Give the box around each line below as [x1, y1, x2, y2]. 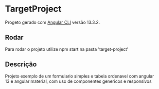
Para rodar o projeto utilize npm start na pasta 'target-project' [5, 46, 129, 52]
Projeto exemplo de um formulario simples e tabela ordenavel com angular [5, 73, 154, 79]
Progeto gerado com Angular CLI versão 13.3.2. [5, 19, 100, 25]
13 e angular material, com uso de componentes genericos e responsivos [5, 78, 152, 84]
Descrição [5, 60, 37, 69]
